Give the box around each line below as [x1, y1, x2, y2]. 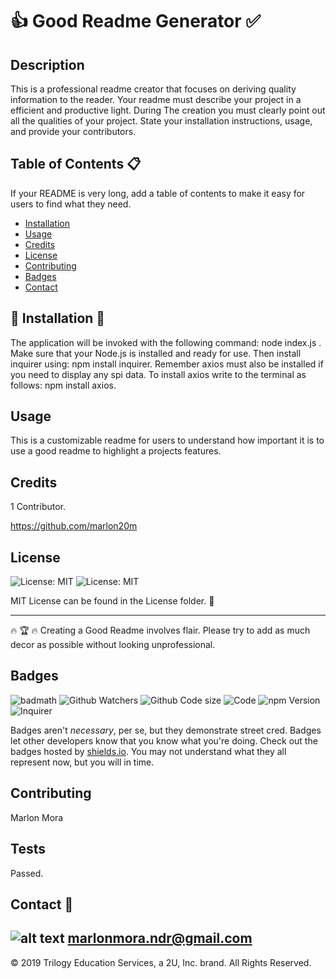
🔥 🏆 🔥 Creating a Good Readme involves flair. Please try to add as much [10, 624, 311, 637]
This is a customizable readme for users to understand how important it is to [10, 434, 325, 447]
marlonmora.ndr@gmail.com [67, 930, 253, 947]
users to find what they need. [10, 198, 132, 210]
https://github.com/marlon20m [10, 520, 138, 532]
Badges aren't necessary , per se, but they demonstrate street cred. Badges [10, 724, 322, 736]
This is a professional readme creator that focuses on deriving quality [10, 83, 297, 95]
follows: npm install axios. [10, 379, 117, 391]
